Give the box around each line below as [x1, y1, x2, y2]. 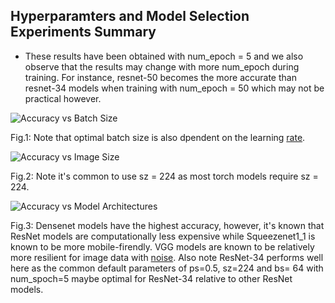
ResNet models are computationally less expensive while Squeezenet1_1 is [10, 230, 316, 242]
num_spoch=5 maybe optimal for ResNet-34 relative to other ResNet [10, 272, 293, 284]
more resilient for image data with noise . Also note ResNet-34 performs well [10, 251, 324, 263]
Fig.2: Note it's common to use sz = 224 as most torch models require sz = [10, 170, 319, 182]
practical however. [24, 92, 102, 104]
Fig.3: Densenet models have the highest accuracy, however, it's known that [10, 219, 325, 231]
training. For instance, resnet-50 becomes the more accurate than [24, 71, 297, 83]
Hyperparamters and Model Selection [10, 8, 250, 25]
